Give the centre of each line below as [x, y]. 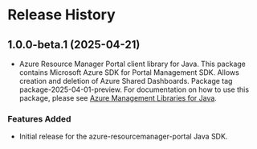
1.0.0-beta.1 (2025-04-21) [74, 45]
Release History [61, 15]
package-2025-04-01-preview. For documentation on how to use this [134, 89]
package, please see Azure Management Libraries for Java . [118, 98]
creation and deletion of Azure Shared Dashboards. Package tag [126, 81]
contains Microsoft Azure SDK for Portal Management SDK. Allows [129, 72]
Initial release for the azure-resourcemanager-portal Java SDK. [123, 137]
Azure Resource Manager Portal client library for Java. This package [133, 64]
